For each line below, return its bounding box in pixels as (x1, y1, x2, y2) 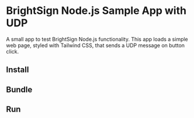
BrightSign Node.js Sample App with (6, 4, 187, 17)
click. (6, 48, 19, 55)
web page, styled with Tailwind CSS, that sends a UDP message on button (6, 42, 185, 49)
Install (6, 65, 29, 75)
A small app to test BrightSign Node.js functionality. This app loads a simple (6, 35, 188, 42)
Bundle (6, 84, 33, 94)
